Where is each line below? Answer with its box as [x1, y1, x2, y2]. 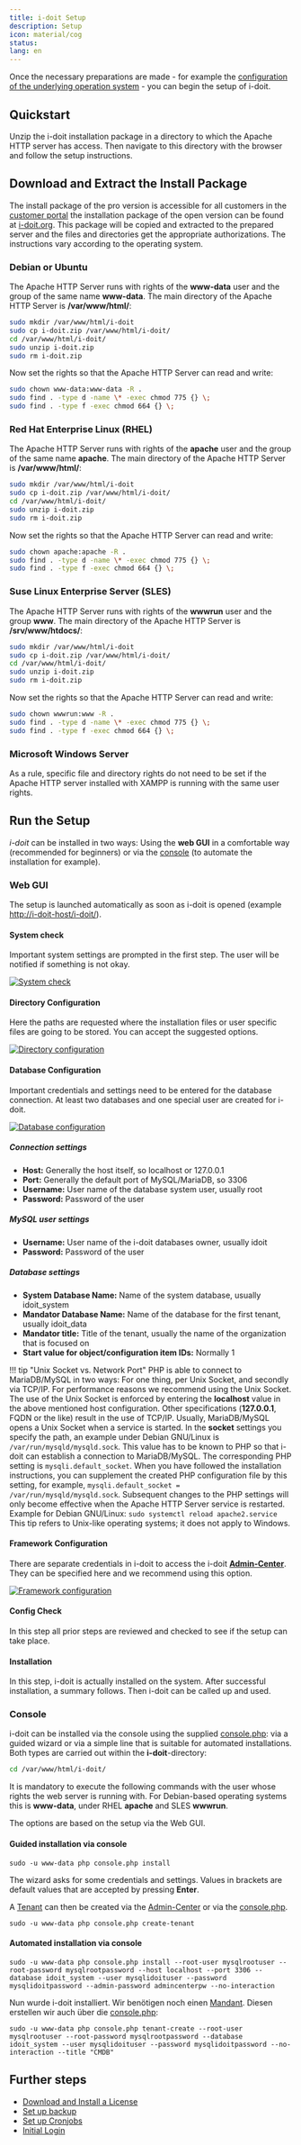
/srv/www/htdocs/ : [9, 625, 84, 636]
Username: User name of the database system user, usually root [22, 1183, 263, 1194]
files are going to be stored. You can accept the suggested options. [9, 1027, 259, 1037]
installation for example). [9, 856, 101, 867]
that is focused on [22, 1337, 90, 1348]
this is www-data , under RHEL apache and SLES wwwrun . [9, 1800, 229, 1811]
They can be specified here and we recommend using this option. [9, 1568, 253, 1579]
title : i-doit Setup [9, 13, 87, 23]
